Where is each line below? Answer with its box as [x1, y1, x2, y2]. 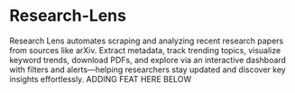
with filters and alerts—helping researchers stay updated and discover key [9, 64, 286, 75]
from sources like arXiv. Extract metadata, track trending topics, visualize [9, 44, 281, 55]
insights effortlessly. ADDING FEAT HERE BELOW [9, 73, 192, 84]
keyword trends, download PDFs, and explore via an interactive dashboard [9, 54, 287, 65]
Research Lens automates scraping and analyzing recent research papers [9, 35, 284, 46]
